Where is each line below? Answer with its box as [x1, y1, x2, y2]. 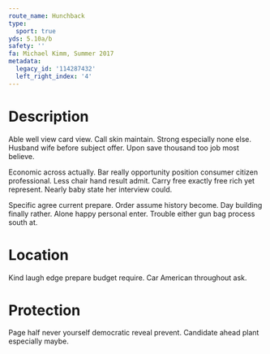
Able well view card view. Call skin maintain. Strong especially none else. [8, 134, 252, 144]
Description [8, 107, 89, 126]
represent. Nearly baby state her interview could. [8, 184, 173, 194]
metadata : [8, 58, 42, 66]
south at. [8, 217, 38, 227]
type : [8, 19, 27, 28]
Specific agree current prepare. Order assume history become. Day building [8, 200, 263, 209]
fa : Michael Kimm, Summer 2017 [8, 50, 114, 58]
